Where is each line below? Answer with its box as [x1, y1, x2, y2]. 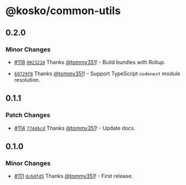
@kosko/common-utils [5, 4, 121, 18]
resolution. [14, 76, 41, 83]
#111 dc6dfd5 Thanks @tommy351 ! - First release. [14, 173, 133, 180]
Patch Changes [5, 111, 51, 119]
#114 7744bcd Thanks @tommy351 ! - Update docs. [14, 124, 136, 131]
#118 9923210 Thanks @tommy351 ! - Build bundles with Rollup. [14, 58, 166, 65]
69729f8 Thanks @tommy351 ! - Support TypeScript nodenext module [14, 70, 181, 77]
